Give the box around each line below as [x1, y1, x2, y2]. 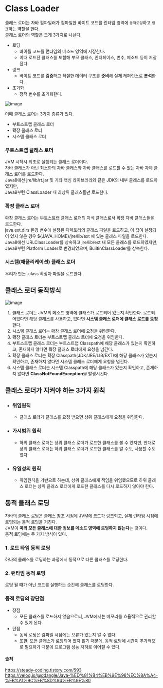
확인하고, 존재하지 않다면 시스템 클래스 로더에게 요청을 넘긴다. [12, 358, 129, 364]
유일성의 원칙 [12, 465, 41, 472]
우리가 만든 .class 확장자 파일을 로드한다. [5, 270, 83, 276]
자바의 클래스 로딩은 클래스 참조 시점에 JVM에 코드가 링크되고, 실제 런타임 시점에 [5, 513, 158, 519]
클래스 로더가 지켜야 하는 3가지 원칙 [5, 386, 106, 395]
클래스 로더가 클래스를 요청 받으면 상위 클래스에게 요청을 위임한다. [19, 414, 145, 420]
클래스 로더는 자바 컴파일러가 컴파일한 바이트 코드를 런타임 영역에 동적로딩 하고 [5, 20, 151, 25]
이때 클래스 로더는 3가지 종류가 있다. [5, 111, 74, 117]
